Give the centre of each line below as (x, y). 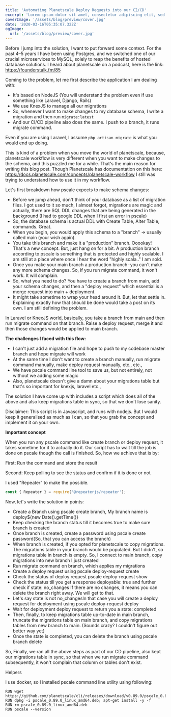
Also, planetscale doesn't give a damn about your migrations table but (86, 381)
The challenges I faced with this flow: (46, 339)
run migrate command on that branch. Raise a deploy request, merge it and (84, 323)
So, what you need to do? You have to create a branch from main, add (86, 281)
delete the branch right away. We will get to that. (63, 593)
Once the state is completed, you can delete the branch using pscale (85, 636)
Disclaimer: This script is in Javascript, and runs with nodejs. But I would (81, 412)
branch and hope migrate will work (49, 354)
